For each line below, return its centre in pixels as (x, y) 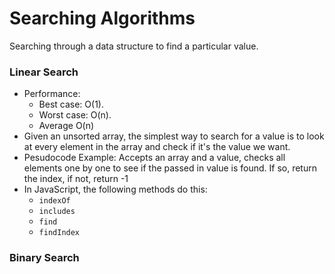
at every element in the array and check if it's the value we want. (157, 147)
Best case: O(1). (71, 104)
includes (57, 212)
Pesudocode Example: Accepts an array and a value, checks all (154, 158)
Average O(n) (66, 126)
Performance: (52, 94)
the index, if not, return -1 (76, 179)
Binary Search (44, 258)
